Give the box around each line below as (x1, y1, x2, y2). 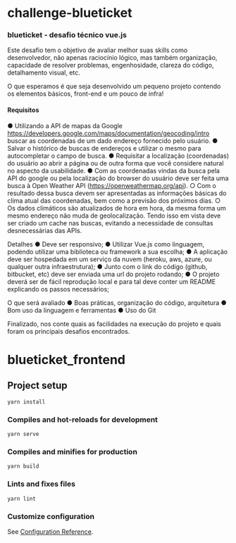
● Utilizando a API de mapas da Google (7, 121, 123, 130)
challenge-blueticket (7, 5, 132, 21)
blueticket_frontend (7, 351, 125, 368)
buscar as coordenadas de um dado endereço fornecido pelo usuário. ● (7, 136, 218, 145)
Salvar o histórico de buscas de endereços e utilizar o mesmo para (7, 144, 201, 152)
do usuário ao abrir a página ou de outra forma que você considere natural (7, 158, 224, 167)
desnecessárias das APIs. (7, 226, 82, 235)
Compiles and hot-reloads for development (7, 414, 159, 424)
